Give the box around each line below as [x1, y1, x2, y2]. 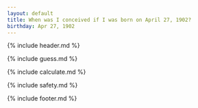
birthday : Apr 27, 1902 [7, 23, 75, 29]
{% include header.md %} [7, 42, 80, 50]
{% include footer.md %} [7, 94, 77, 103]
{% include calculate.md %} [7, 68, 86, 76]
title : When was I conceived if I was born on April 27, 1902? [7, 16, 192, 23]
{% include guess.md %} [7, 55, 77, 63]
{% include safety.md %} [7, 81, 78, 90]
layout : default [7, 10, 53, 17]
